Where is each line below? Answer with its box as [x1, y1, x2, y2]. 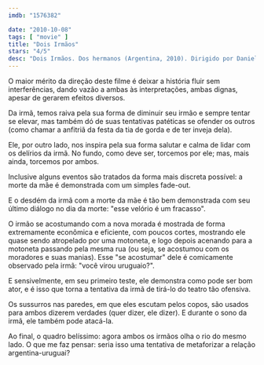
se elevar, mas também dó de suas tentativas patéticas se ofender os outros [8, 117, 255, 126]
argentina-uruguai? [8, 349, 71, 357]
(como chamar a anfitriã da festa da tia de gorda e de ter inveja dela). [8, 125, 233, 134]
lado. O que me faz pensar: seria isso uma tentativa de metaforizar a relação [8, 340, 256, 349]
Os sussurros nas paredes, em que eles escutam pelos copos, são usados [8, 300, 249, 308]
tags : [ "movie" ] [8, 33, 68, 41]
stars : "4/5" [8, 48, 51, 56]
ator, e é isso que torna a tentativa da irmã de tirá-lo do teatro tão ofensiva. [8, 284, 251, 294]
